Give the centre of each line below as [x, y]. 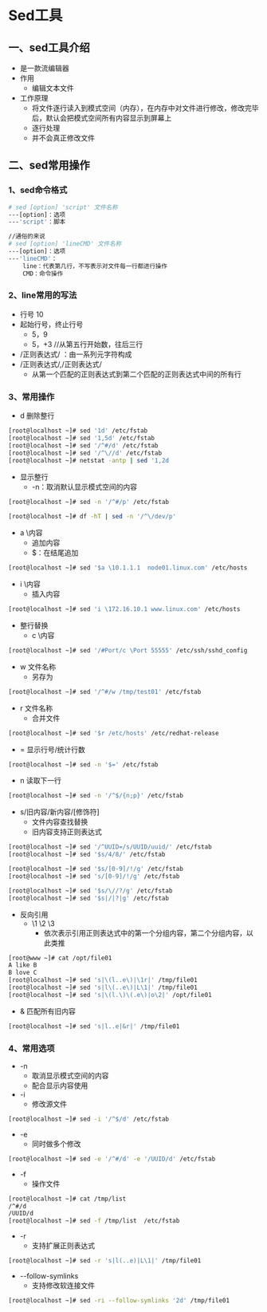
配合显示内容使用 [60, 1085]
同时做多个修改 [56, 1144]
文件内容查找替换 [60, 822]
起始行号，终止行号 [51, 324]
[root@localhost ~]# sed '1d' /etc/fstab [78, 431]
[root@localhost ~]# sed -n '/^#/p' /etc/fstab [89, 502]
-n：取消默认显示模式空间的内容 [84, 487]
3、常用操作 [31, 396]
